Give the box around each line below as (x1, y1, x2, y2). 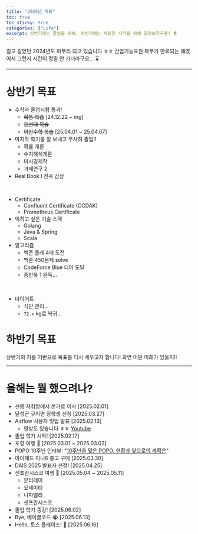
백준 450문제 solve (23, 257, 69, 264)
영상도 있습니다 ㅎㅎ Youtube (23, 425, 91, 432)
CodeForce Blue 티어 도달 (23, 264, 85, 271)
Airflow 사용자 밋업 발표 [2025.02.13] (14, 418, 102, 425)
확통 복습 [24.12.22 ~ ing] (23, 114, 84, 121)
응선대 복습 (23, 121, 49, 128)
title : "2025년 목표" (6, 8, 56, 15)
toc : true (6, 14, 31, 20)
